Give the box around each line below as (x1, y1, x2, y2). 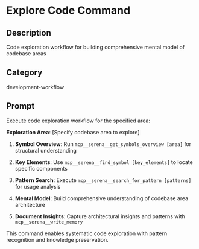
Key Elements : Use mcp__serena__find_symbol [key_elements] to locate (14, 158, 193, 166)
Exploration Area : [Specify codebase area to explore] (6, 128, 140, 136)
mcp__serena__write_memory (14, 219, 83, 225)
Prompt (6, 101, 35, 112)
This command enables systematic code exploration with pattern (6, 230, 168, 237)
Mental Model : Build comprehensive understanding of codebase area (14, 194, 189, 202)
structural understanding (14, 147, 77, 154)
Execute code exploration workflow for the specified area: (6, 117, 151, 124)
